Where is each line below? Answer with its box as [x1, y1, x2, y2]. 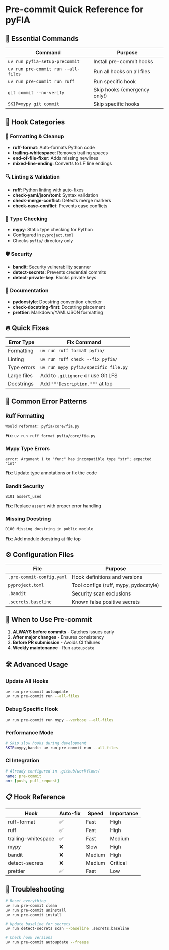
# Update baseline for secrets [5, 921, 71, 926]
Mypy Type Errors [5, 445, 50, 452]
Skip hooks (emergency [93, 86, 150, 93]
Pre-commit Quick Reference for [5, 4, 144, 15]
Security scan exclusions [72, 590, 131, 597]
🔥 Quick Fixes [5, 324, 49, 332]
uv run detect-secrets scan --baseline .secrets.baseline [5, 926, 129, 931]
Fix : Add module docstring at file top [5, 536, 81, 542]
